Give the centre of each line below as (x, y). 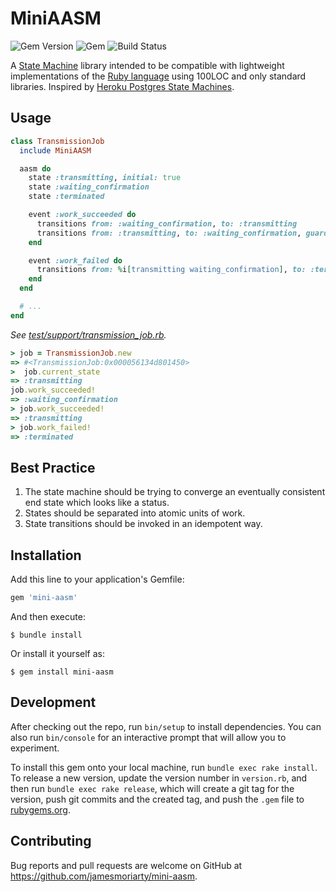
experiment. (35, 748)
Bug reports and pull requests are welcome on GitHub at (126, 865)
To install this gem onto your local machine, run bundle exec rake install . (164, 767)
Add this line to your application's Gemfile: (97, 579)
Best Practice (53, 467)
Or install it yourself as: (57, 653)
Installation (46, 555)
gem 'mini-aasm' (44, 598)
